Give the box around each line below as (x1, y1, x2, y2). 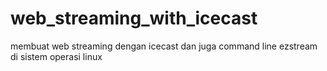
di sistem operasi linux (10, 50, 103, 62)
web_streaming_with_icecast (10, 7, 258, 30)
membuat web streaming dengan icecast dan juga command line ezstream (10, 40, 318, 52)
